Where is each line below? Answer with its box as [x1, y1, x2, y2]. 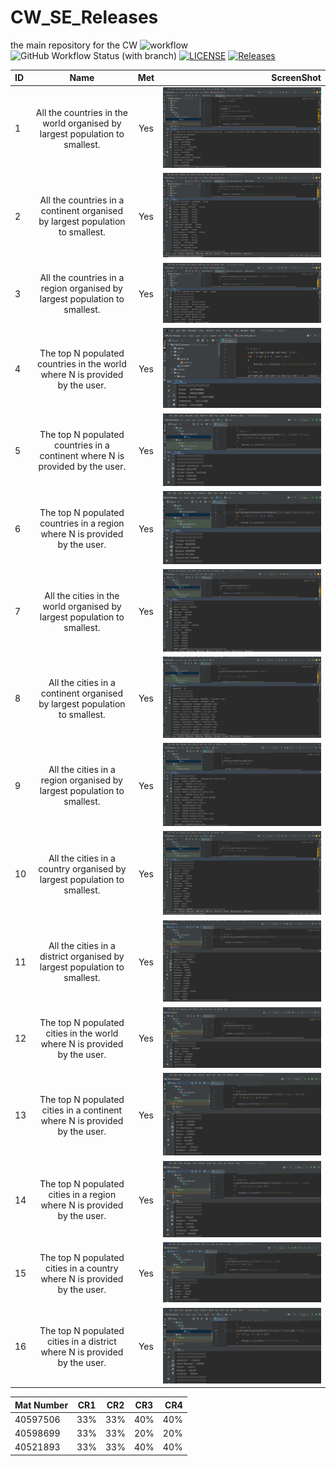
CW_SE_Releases [10, 6, 159, 29]
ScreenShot [271, 72, 322, 84]
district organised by [39, 951, 125, 963]
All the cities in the [44, 589, 120, 601]
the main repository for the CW [10, 39, 138, 51]
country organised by [38, 862, 127, 875]
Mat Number [14, 1399, 69, 1411]
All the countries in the [35, 106, 128, 118]
